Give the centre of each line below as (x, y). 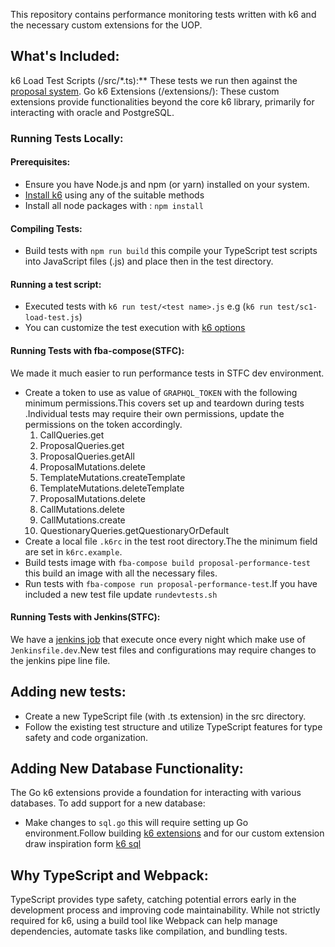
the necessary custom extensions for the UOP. (106, 25)
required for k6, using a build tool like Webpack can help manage (144, 921)
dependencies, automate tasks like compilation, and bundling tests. (149, 931)
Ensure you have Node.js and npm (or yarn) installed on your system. (167, 184)
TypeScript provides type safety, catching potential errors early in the (153, 900)
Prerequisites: (40, 162)
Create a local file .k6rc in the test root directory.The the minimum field (171, 541)
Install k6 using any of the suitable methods (114, 195)
